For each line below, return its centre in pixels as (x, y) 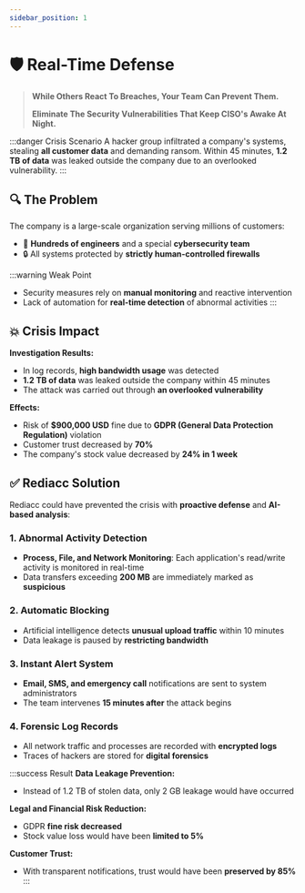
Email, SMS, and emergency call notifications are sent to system (144, 683)
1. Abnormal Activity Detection (78, 538)
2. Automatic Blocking (60, 611)
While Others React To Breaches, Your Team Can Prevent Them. (155, 96)
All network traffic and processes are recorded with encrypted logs (150, 746)
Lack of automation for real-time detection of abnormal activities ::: (150, 302)
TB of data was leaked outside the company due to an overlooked (133, 160)
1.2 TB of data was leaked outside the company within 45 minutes (146, 381)
